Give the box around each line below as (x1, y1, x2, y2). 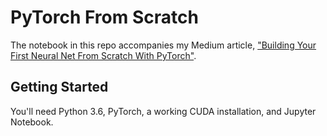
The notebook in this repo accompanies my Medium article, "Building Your (10, 39, 317, 51)
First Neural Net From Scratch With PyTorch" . (10, 49, 197, 61)
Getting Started (10, 79, 109, 96)
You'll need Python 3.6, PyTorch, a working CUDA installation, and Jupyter (10, 105, 317, 117)
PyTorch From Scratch (10, 6, 199, 29)
